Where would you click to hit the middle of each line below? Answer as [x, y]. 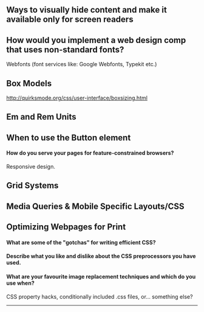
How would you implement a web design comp [96, 40]
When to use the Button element [69, 137]
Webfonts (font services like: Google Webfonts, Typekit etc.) [82, 64]
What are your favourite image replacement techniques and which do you [101, 276]
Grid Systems [32, 185]
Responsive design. [31, 167]
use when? [20, 283]
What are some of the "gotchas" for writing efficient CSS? [81, 242]
